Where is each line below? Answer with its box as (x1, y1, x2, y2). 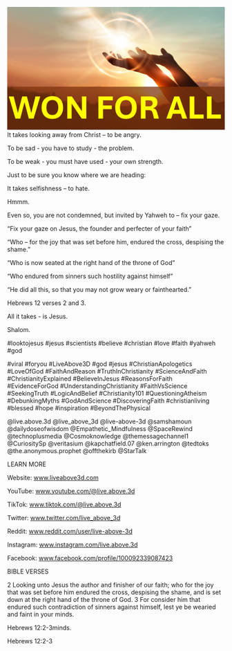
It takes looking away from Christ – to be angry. (7, 130, 142, 138)
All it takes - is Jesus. (7, 312, 68, 320)
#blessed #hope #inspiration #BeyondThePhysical (7, 403, 151, 412)
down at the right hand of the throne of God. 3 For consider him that (7, 595, 201, 603)
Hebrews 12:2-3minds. (7, 623, 72, 632)
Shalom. (7, 325, 31, 333)
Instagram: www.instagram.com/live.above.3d (7, 540, 138, 549)
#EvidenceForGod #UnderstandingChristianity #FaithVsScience (7, 381, 188, 390)
